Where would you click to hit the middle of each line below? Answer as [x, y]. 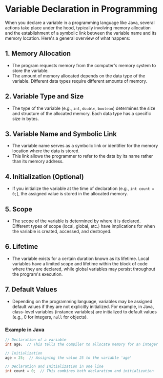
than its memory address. [38, 161]
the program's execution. [37, 274]
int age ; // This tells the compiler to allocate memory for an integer [82, 344]
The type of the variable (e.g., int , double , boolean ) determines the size [84, 108]
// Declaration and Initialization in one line [54, 366]
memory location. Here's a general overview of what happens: [68, 38]
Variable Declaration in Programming [81, 9]
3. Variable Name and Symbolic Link [61, 134]
